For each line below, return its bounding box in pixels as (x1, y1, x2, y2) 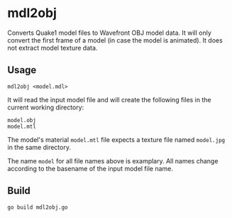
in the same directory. (7, 143, 71, 151)
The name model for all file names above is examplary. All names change (7, 156, 219, 165)
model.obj (7, 116, 37, 124)
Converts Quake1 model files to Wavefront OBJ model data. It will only (7, 28, 211, 37)
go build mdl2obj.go (7, 204, 69, 211)
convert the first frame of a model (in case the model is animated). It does (7, 36, 223, 44)
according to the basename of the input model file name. (7, 164, 174, 173)
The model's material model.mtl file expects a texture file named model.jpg (7, 135, 226, 143)
